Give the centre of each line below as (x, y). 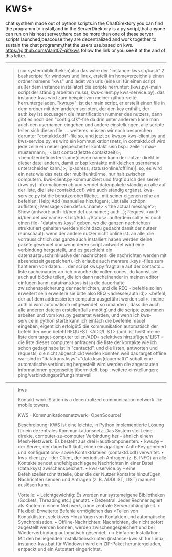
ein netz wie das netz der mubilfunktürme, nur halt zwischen (82, 174)
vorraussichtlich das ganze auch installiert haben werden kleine (85, 239)
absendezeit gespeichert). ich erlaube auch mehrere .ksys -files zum (91, 261)
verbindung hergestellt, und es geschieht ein (65, 250)
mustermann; (32, 152)
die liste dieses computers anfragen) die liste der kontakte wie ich (87, 342)
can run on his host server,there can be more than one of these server (79, 34)
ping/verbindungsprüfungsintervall (55, 375)
